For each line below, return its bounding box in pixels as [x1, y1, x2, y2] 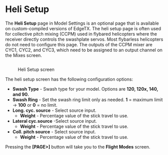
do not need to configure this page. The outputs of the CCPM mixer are [5, 41, 153, 47]
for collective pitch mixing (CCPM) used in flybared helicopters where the [5, 31, 157, 37]
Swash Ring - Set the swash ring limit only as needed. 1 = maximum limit [12, 97, 163, 103]
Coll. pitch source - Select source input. [12, 128, 96, 134]
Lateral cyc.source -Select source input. [12, 118, 97, 124]
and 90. [12, 91, 29, 97]
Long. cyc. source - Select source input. [12, 107, 97, 113]
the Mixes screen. [5, 52, 42, 58]
